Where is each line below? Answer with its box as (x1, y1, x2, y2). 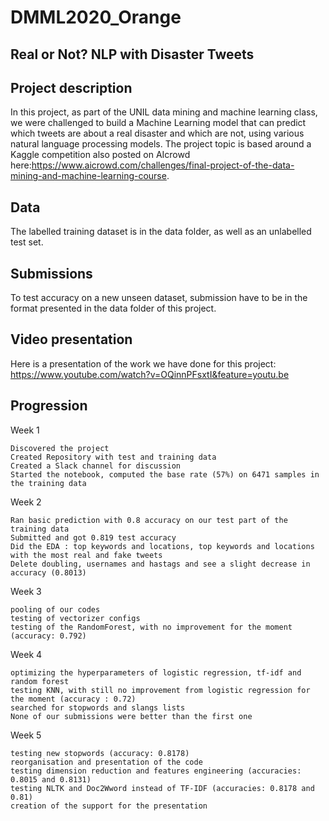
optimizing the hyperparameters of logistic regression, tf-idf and (10, 667, 302, 678)
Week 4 (10, 648, 43, 660)
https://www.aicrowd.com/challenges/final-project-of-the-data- (31, 159, 295, 171)
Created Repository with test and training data (10, 452, 217, 462)
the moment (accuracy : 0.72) (10, 694, 137, 704)
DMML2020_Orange (10, 6, 182, 29)
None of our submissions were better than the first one (10, 711, 253, 721)
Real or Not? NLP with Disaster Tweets (10, 46, 255, 63)
